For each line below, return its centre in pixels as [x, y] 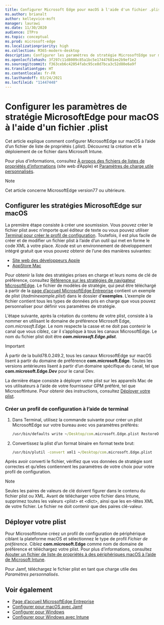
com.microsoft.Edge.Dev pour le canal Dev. [50, 371]
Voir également [29, 590]
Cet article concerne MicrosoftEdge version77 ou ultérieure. [65, 190]
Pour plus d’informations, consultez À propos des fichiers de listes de [75, 161]
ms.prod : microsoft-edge [30, 42]
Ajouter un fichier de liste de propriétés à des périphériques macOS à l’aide [81, 555]
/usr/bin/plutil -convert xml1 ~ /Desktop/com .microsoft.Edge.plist [82, 452]
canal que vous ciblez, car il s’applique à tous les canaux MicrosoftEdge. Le [81, 331]
